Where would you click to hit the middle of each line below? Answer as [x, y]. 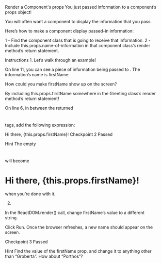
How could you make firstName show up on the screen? [61, 84]
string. [11, 218]
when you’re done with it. [30, 194]
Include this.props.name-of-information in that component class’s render [78, 45]
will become [17, 161]
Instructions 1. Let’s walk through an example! [50, 60]
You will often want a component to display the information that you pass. [78, 22]
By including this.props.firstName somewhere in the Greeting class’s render [80, 93]
